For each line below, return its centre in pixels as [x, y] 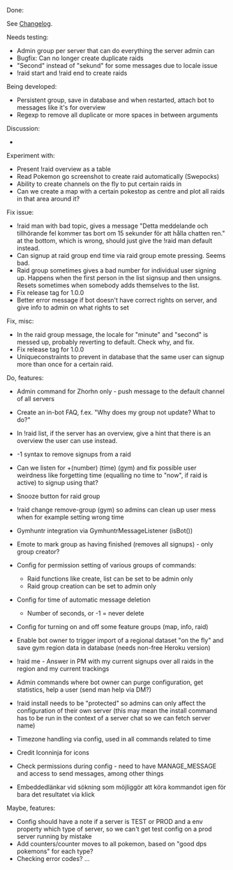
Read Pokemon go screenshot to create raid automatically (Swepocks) [118, 176]
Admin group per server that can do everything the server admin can [115, 51]
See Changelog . [30, 23]
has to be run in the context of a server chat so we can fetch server [113, 718]
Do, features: [25, 378]
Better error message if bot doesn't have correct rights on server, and [117, 300]
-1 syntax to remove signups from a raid [74, 454]
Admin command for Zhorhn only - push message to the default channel [120, 391]
